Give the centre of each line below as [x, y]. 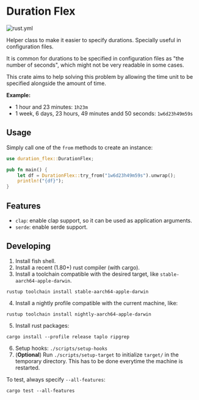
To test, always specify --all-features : [56, 379]
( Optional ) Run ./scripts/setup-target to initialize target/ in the [97, 354]
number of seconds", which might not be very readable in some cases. [95, 65]
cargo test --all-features [41, 391]
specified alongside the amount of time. [56, 83]
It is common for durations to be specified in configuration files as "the [95, 58]
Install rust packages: [42, 325]
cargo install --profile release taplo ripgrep [68, 337]
